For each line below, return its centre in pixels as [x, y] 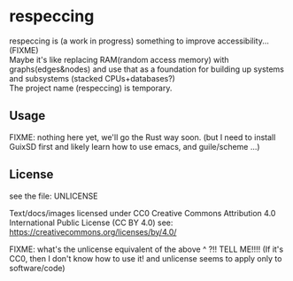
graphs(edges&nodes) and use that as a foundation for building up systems [147, 69]
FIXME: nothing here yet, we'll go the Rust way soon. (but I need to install [143, 137]
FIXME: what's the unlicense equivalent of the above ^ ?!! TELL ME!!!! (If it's [146, 249]
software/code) [37, 268]
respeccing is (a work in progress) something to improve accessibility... [139, 41]
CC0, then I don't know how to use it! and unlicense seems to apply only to [146, 258]
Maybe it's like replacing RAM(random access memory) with [119, 59]
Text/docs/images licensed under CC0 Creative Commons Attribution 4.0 [143, 213]
